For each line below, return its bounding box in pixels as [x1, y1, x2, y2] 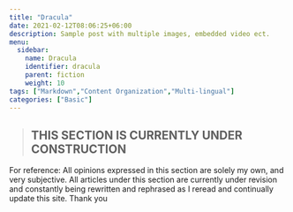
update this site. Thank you [9, 193, 109, 204]
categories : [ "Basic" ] [9, 95, 93, 104]
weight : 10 [25, 79, 65, 87]
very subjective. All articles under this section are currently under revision [9, 174, 278, 185]
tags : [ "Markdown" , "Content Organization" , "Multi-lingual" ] [9, 87, 236, 95]
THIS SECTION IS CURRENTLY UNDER [30, 127, 243, 142]
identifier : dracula [25, 63, 101, 72]
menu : [9, 37, 29, 47]
